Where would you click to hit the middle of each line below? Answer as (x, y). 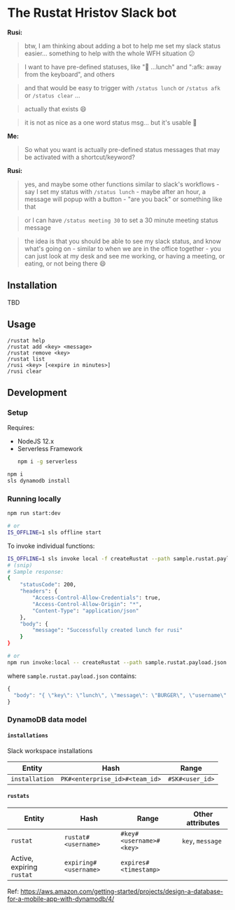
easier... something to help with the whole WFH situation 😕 (110, 53)
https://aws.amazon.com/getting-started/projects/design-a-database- (122, 891)
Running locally (34, 499)
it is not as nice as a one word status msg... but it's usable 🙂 (111, 122)
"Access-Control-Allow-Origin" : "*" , (87, 604)
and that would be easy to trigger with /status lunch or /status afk (122, 88)
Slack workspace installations (50, 750)
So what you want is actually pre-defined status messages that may (122, 149)
